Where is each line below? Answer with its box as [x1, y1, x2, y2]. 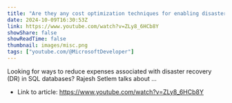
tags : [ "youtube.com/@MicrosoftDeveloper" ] [7, 49, 135, 56]
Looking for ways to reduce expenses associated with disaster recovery [7, 67, 212, 76]
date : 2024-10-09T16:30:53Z [7, 16, 88, 23]
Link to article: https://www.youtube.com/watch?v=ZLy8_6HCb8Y [17, 87, 204, 96]
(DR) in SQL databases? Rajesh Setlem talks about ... [7, 74, 157, 82]
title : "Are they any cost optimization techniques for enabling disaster [7, 10, 227, 17]
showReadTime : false [7, 36, 67, 43]
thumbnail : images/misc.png [7, 42, 88, 49]
